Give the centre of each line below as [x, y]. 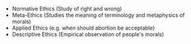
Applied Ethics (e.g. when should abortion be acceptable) [83, 28]
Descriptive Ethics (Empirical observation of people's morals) [88, 34]
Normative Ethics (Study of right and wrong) [67, 9]
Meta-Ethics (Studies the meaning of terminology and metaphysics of [98, 15]
